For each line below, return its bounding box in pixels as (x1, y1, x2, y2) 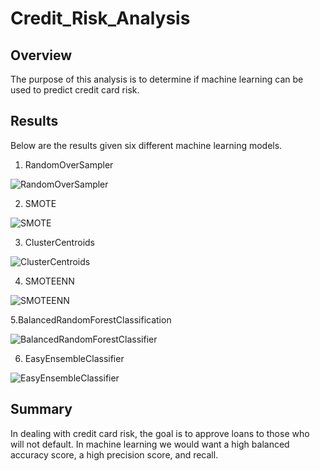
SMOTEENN (24, 275, 75, 287)
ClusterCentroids (24, 236, 95, 248)
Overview (10, 47, 73, 64)
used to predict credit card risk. (10, 84, 140, 96)
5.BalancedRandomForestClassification (10, 313, 172, 326)
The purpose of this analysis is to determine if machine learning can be (10, 73, 304, 85)
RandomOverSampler (24, 158, 114, 171)
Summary (10, 401, 73, 418)
